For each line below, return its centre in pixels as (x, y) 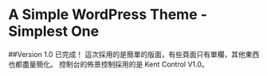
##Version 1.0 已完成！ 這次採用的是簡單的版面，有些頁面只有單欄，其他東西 (134, 54)
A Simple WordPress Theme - (108, 15)
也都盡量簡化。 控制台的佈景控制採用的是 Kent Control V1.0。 (108, 64)
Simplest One (54, 31)
